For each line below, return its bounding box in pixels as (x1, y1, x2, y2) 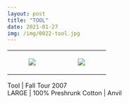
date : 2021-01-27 (7, 23, 59, 30)
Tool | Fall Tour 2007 (7, 81, 67, 90)
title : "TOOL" (7, 17, 49, 24)
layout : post (7, 10, 46, 18)
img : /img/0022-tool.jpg (7, 29, 80, 37)
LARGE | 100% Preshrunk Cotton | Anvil (7, 89, 122, 97)
